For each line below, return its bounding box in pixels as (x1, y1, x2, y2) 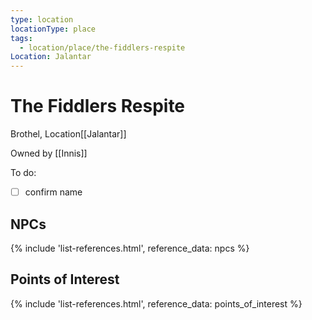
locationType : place (10, 24, 97, 34)
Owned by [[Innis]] (10, 147, 88, 160)
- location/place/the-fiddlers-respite (19, 42, 186, 53)
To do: (10, 167, 37, 179)
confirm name (24, 186, 83, 198)
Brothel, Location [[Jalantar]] (10, 128, 127, 140)
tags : (10, 33, 33, 43)
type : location (10, 14, 74, 25)
